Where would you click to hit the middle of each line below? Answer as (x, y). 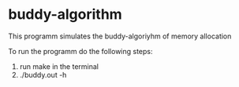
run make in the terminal (59, 66)
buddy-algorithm (65, 14)
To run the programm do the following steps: (80, 51)
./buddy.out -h (43, 74)
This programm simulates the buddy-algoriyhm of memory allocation (120, 36)
